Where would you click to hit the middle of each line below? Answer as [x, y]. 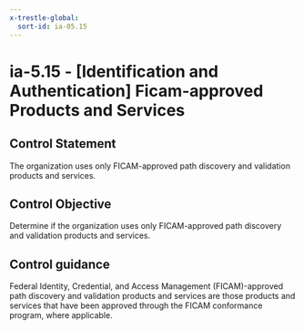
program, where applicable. [61, 315]
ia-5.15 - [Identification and [114, 72]
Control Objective [61, 204]
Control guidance [60, 264]
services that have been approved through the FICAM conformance [136, 305]
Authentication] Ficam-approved [137, 91]
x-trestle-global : [44, 18]
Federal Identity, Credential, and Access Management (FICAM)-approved [147, 286]
